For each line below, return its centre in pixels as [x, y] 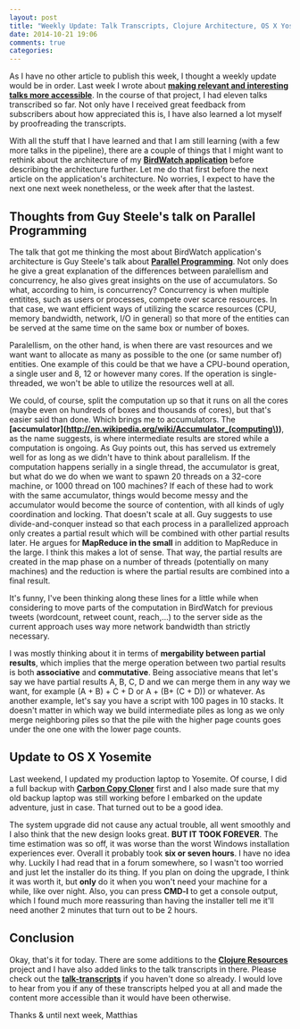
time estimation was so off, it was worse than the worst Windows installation [150, 843]
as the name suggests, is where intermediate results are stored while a [139, 438]
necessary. [30, 636]
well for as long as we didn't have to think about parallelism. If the [130, 457]
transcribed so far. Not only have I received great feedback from [128, 105]
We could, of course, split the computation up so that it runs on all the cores [149, 400]
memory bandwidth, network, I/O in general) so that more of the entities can [150, 318]
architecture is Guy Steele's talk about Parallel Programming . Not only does [149, 261]
